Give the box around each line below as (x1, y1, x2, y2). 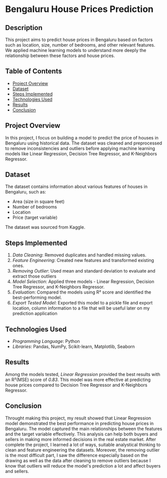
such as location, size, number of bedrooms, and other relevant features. (5, 42, 155, 48)
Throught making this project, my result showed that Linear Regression (5, 415, 151, 421)
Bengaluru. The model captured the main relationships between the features (5, 425, 162, 431)
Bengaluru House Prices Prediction (5, 3, 154, 15)
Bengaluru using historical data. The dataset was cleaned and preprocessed (5, 140, 162, 146)
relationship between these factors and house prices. (5, 52, 115, 58)
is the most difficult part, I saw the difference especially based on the (5, 452, 148, 458)
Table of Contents (5, 67, 62, 75)
